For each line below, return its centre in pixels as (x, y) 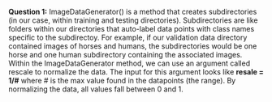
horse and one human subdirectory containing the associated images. (125, 55)
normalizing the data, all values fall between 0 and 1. (96, 89)
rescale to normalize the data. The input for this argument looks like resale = (136, 72)
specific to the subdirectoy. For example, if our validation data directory (128, 37)
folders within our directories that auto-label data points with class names (132, 29)
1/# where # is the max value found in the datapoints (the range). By (122, 81)
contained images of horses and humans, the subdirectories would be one (133, 46)
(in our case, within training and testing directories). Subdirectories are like (133, 20)
